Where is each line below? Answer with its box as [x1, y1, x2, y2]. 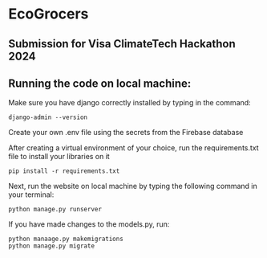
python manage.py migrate [8, 242, 95, 250]
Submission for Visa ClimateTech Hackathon [8, 37, 236, 51]
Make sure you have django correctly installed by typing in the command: [8, 98, 251, 108]
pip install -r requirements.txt [8, 167, 120, 175]
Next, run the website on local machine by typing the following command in [8, 182, 258, 191]
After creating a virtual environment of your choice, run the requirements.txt [8, 143, 259, 153]
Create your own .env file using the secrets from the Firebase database [8, 128, 244, 137]
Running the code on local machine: [8, 76, 192, 90]
